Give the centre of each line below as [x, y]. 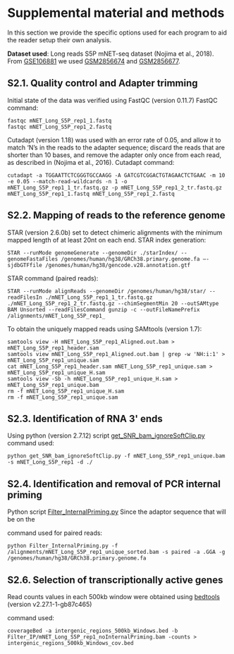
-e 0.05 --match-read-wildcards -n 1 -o [68, 181]
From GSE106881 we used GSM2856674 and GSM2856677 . [94, 61]
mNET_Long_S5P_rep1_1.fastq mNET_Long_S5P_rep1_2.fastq [91, 194]
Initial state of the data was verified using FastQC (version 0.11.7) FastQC [112, 100]
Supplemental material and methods [116, 13]
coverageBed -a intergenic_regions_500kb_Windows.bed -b [93, 631]
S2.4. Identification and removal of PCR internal [114, 484]
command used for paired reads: [55, 533]
